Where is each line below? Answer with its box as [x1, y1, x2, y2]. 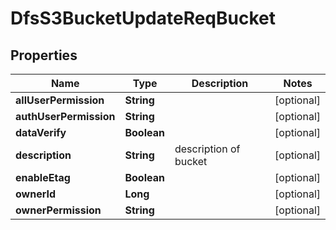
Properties [10, 47, 78, 64]
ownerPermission [15, 203, 102, 217]
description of [174, 142, 241, 156]
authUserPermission [15, 110, 116, 123]
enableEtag [15, 171, 71, 184]
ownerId [15, 187, 57, 201]
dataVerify [15, 126, 67, 139]
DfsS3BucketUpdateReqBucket [10, 7, 276, 30]
